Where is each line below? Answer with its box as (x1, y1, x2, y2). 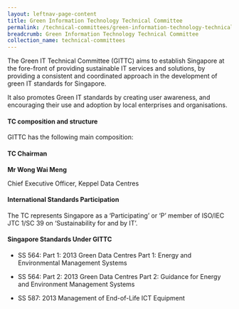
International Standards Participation (7, 196, 119, 204)
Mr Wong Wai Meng (7, 165, 68, 173)
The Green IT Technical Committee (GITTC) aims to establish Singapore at (7, 56, 225, 65)
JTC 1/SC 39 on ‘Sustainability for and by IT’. (7, 218, 138, 227)
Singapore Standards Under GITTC (7, 235, 112, 243)
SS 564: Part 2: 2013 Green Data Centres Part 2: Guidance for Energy (17, 272, 221, 280)
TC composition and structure (7, 117, 98, 126)
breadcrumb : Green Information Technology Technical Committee (7, 30, 199, 38)
